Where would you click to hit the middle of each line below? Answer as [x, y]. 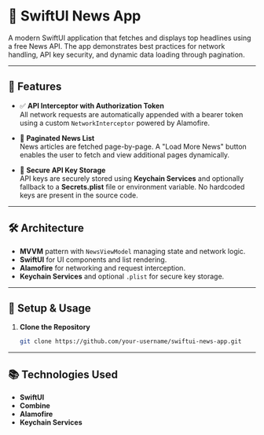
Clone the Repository [55, 327]
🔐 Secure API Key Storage [62, 170]
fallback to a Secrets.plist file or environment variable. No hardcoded [132, 186]
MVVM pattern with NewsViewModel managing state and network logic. [132, 251]
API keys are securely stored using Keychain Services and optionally [132, 178]
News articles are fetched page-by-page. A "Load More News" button [133, 146]
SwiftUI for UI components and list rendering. [93, 260]
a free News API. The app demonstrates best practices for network [117, 46]
